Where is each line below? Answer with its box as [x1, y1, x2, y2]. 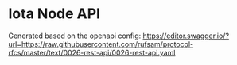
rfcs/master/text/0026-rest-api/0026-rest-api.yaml [8, 48, 176, 57]
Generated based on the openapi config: [8, 31, 142, 40]
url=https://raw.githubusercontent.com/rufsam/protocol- [8, 39, 193, 48]
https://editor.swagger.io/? [142, 31, 229, 40]
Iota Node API [8, 5, 101, 23]
